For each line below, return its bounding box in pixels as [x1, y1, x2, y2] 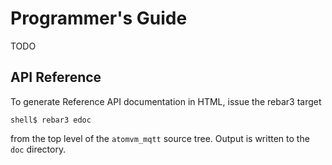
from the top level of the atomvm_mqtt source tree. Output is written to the [10, 132, 310, 144]
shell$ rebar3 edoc [10, 115, 92, 125]
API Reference [10, 69, 102, 86]
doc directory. [10, 143, 67, 155]
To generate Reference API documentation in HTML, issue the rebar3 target [10, 95, 322, 107]
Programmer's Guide [10, 7, 188, 30]
